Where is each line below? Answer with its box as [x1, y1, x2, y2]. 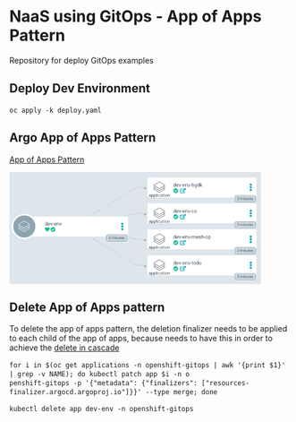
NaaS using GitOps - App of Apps [9, 6, 262, 27]
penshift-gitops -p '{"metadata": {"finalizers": [9, 379, 199, 388]
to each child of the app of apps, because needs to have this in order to [9, 333, 273, 344]
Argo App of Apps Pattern [9, 130, 156, 145]
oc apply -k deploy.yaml [9, 106, 102, 115]
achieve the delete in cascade [9, 342, 120, 353]
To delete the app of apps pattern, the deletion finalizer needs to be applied [9, 323, 288, 334]
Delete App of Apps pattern [9, 300, 165, 315]
